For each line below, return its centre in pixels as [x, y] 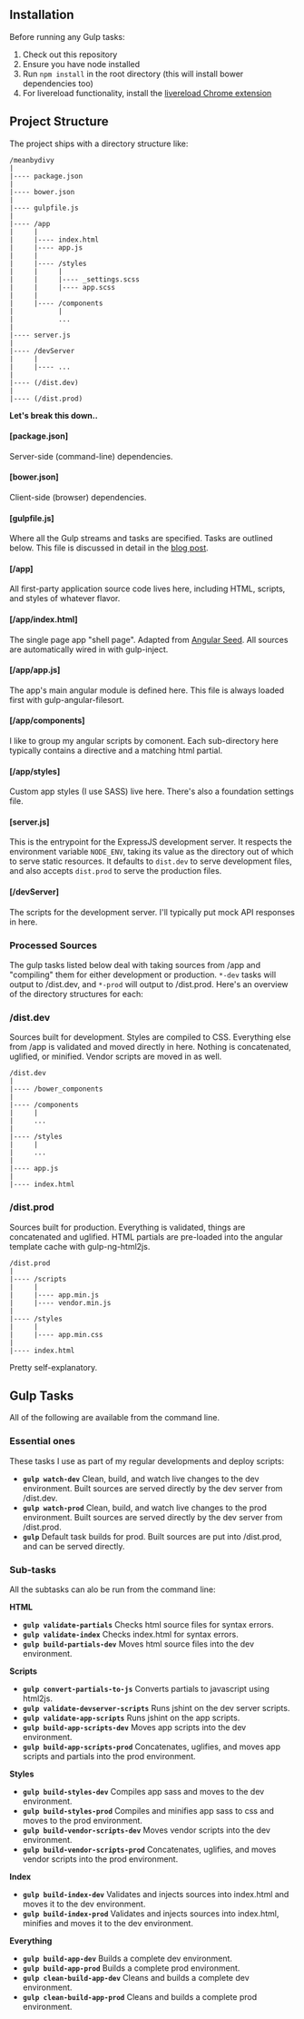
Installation [42, 15]
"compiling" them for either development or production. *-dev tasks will [143, 975]
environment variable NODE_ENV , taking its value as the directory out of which [152, 852]
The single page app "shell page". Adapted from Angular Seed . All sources [149, 639]
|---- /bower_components [56, 1089]
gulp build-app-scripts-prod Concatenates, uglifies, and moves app [152, 1747]
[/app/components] [47, 720]
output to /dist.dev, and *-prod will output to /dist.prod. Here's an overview [149, 984]
